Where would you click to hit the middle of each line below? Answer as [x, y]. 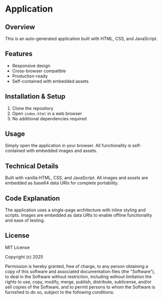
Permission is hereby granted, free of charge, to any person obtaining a [77, 266]
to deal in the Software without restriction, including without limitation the [78, 277]
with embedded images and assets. [62, 151]
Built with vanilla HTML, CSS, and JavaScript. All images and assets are [77, 178]
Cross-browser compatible [39, 71]
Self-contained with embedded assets [50, 81]
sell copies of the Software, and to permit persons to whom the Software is [80, 287]
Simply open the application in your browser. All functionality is [68, 146]
